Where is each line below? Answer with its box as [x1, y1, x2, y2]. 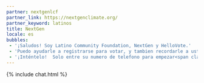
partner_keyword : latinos [6, 20, 72, 26]
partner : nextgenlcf [6, 8, 59, 15]
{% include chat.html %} [6, 70, 68, 78]
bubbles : [6, 37, 29, 43]
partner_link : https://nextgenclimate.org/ [6, 15, 118, 21]
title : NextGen [6, 25, 45, 32]
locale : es [6, 32, 34, 38]
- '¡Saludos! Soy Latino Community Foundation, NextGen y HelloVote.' [8, 43, 191, 49]
